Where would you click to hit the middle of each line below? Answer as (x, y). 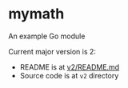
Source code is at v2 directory (69, 75)
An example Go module (47, 36)
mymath (36, 14)
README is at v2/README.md (70, 67)
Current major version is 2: (52, 51)
